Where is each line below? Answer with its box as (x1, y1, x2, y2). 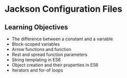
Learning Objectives (4, 23, 68, 31)
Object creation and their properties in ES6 (11, 62, 99, 68)
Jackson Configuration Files (4, 3, 123, 15)
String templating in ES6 (11, 57, 61, 62)
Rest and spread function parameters (11, 52, 88, 57)
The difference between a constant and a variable (11, 36, 113, 42)
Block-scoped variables (11, 41, 60, 47)
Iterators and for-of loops (11, 67, 63, 73)
